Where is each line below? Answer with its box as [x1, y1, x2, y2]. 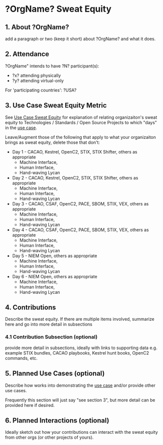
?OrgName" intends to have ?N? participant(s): [5, 63, 99, 69]
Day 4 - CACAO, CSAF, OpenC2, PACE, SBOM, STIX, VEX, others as [12, 226, 149, 233]
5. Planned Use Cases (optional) [5, 369, 105, 378]
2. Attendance [5, 50, 49, 58]
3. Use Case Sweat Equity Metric [5, 101, 107, 110]
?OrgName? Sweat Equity [5, 3, 112, 15]
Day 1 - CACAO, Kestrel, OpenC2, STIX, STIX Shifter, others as [12, 149, 138, 155]
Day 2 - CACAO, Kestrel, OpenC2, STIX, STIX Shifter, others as [12, 175, 139, 180]
